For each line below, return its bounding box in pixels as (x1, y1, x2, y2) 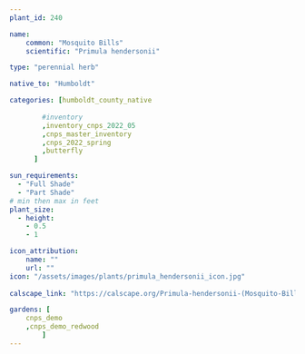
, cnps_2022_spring (42, 138, 112, 147)
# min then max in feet (9, 196, 100, 205)
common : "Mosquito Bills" (25, 38, 124, 47)
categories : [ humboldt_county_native (9, 96, 152, 105)
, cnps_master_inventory (42, 129, 132, 139)
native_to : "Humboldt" (9, 79, 95, 89)
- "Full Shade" (17, 180, 75, 189)
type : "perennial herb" (9, 63, 100, 73)
